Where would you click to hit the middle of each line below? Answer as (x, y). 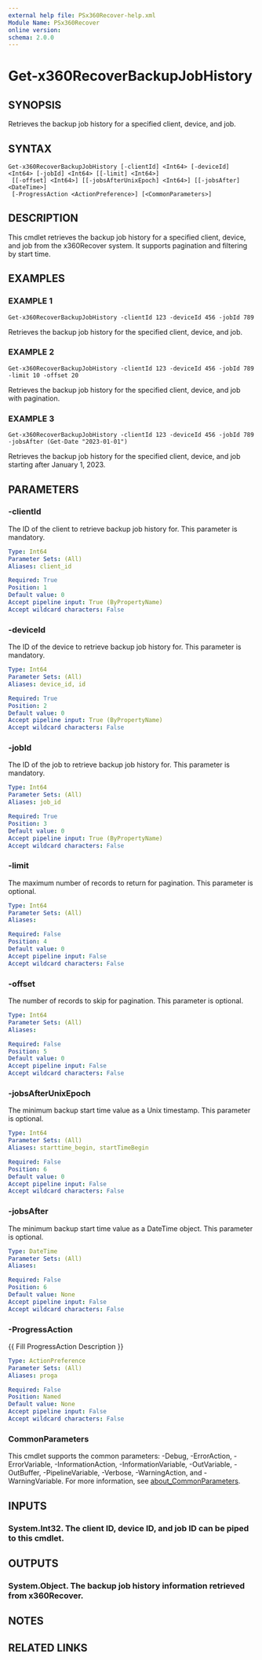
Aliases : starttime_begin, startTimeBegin (78, 1148)
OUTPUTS (33, 1563)
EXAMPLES (36, 278)
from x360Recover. (46, 1596)
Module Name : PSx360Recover (54, 23)
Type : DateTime (33, 1251)
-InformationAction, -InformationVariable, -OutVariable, (144, 1464)
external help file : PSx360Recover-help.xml (82, 15)
